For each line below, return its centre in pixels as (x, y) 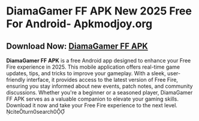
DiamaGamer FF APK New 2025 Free (99, 11)
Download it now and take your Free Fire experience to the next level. (92, 105)
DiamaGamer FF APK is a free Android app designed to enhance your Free (99, 60)
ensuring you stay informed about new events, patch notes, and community (99, 86)
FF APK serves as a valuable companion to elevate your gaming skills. (92, 99)
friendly (16, 80)
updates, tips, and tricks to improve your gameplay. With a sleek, (86, 73)
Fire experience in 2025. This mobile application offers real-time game (93, 67)
